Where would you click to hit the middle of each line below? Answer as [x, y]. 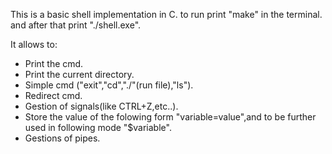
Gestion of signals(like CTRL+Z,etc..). [101, 106]
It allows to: [34, 44]
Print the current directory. [79, 74]
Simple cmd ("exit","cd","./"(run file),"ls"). [109, 85]
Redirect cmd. [53, 95]
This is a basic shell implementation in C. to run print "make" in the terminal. [166, 14]
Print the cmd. [54, 63]
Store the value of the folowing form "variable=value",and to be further [170, 117]
